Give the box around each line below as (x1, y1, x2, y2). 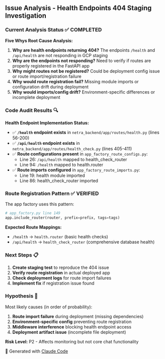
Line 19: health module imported (19, 172, 85, 178)
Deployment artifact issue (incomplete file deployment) (12, 329, 127, 335)
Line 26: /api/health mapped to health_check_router (19, 156, 127, 162)
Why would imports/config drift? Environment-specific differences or (12, 89, 155, 95)
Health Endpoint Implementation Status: (5, 120, 89, 126)
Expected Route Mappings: (5, 224, 62, 230)
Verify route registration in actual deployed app (12, 270, 110, 276)
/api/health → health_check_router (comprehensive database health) (12, 239, 155, 245)
